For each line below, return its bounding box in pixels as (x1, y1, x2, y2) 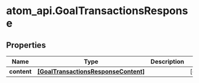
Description (150, 58, 185, 65)
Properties (6, 40, 46, 50)
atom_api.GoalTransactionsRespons (6, 4, 188, 18)
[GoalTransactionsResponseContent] (37, 68, 145, 75)
